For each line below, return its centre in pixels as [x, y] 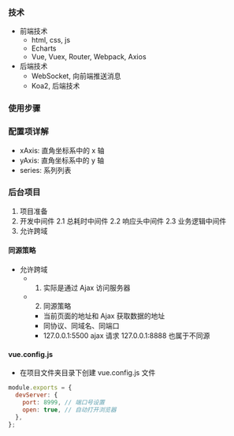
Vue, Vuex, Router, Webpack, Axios [89, 57]
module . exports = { [40, 388]
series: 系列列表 [45, 170]
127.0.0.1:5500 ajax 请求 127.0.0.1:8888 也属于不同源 [126, 336]
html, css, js [51, 40]
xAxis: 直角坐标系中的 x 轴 [62, 150]
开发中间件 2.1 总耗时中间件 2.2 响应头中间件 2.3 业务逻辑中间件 [123, 221]
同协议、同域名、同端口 [81, 326]
